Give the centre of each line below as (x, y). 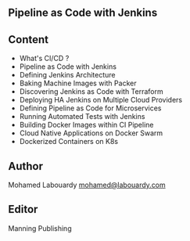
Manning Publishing (40, 228)
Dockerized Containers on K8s (69, 142)
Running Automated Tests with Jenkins (82, 117)
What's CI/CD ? (44, 59)
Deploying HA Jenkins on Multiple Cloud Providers (101, 100)
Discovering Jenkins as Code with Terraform (91, 92)
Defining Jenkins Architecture (67, 75)
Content (29, 40)
